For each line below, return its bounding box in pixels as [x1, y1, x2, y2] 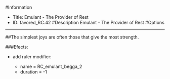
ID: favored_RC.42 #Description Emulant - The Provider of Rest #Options [12, 20, 164, 25]
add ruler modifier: [12, 54, 52, 60]
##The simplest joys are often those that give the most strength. [5, 34, 139, 40]
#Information [5, 5, 32, 10]
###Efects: [5, 44, 28, 50]
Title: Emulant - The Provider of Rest [12, 14, 89, 20]
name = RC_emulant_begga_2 [20, 63, 82, 69]
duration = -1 [20, 69, 47, 75]
